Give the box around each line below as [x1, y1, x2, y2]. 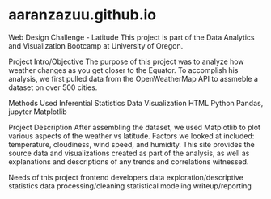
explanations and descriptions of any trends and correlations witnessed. [8, 156, 249, 167]
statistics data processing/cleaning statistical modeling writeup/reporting [8, 180, 252, 191]
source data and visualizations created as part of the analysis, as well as [8, 148, 250, 158]
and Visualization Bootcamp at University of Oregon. [8, 40, 184, 50]
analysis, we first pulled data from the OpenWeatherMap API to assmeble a [8, 74, 259, 83]
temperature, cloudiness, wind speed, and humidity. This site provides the [8, 139, 255, 149]
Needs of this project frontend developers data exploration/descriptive [8, 172, 244, 182]
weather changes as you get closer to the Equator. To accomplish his [8, 65, 239, 74]
